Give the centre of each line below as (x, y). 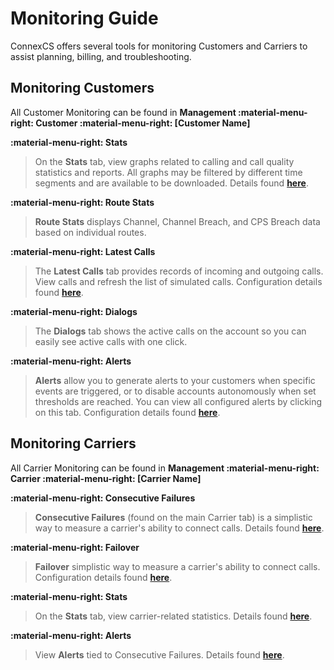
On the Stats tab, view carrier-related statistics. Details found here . (173, 616)
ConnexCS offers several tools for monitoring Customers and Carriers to (159, 46)
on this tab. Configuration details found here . (127, 412)
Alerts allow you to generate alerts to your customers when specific (175, 380)
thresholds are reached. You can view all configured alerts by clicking (178, 401)
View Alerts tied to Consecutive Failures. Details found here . (159, 654)
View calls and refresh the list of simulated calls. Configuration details (178, 281)
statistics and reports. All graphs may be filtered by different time (168, 172)
